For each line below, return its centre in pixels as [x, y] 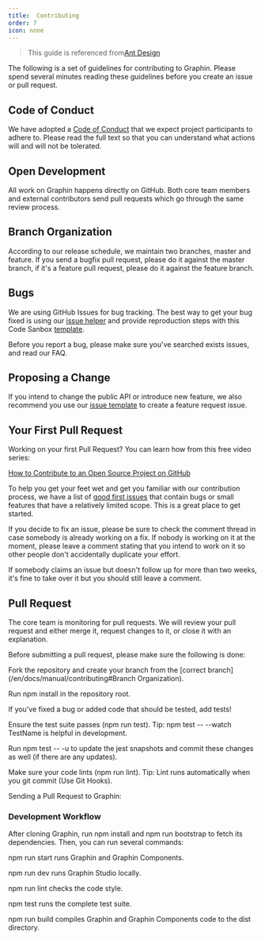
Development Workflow [55, 816]
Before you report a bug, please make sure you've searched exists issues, [129, 344]
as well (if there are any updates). [63, 757]
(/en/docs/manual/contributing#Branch [72, 679]
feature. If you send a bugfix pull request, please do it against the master [127, 260]
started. [21, 514]
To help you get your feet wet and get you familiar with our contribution [124, 488]
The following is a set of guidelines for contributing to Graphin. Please [122, 68]
